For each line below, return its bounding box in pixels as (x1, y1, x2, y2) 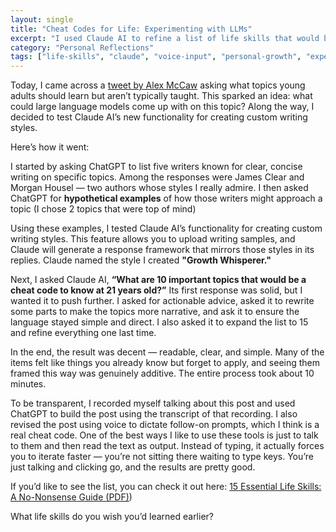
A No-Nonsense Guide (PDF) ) (10, 491, 133, 503)
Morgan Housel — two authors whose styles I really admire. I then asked (10, 182, 309, 194)
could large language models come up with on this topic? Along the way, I (10, 101, 315, 113)
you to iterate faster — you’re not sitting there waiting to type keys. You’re (10, 451, 315, 463)
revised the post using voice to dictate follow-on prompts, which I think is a (10, 419, 320, 431)
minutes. (10, 378, 47, 390)
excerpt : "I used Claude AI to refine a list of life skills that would (10, 33, 320, 43)
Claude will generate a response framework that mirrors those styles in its (10, 244, 315, 256)
